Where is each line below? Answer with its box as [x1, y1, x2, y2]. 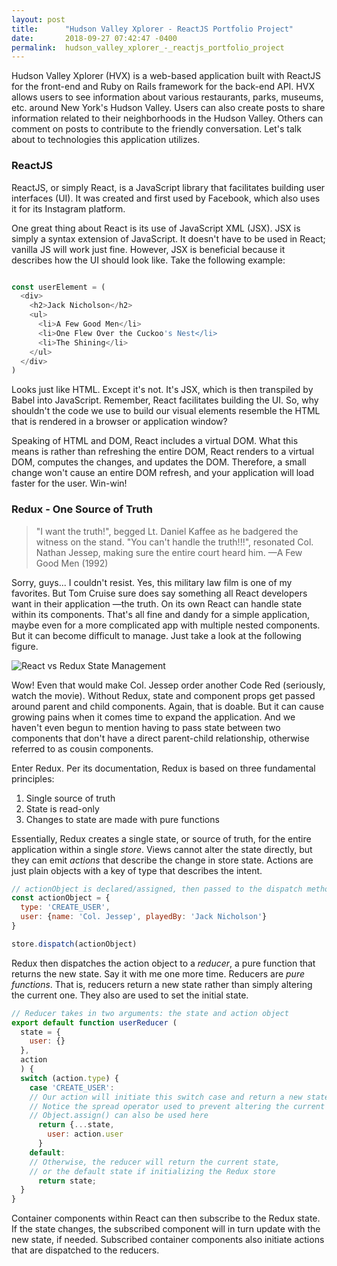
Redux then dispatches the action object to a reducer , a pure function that [11, 957, 316, 969]
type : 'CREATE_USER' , [20, 902, 111, 913]
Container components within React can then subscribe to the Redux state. [11, 1212, 321, 1225]
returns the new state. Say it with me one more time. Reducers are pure [11, 967, 305, 980]
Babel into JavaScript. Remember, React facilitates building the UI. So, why [11, 394, 319, 406]
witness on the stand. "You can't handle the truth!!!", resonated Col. [35, 536, 314, 548]
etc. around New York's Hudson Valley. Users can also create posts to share [11, 102, 326, 114]
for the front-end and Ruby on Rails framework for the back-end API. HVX [11, 81, 315, 93]
